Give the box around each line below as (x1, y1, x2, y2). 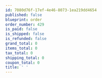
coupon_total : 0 (5, 60, 40, 65)
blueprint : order (5, 17, 42, 22)
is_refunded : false (5, 36, 47, 42)
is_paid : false (5, 27, 38, 32)
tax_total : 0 (5, 50, 33, 55)
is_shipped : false (5, 31, 44, 36)
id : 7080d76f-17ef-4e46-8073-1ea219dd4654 (5, 7, 97, 13)
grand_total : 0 (5, 41, 38, 46)
